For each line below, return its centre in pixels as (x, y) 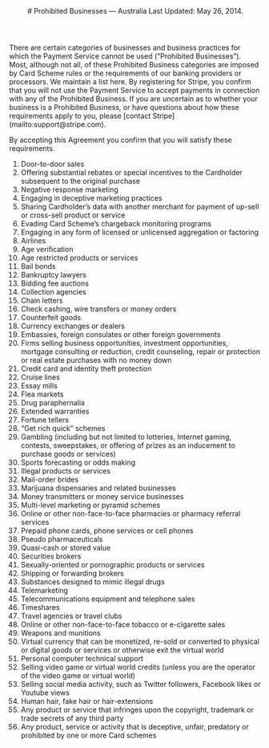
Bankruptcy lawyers (53, 275)
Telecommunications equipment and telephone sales (108, 599)
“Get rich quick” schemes (63, 428)
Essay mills (39, 386)
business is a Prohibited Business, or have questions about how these (124, 107)
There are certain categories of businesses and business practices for (125, 47)
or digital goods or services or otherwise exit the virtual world (122, 650)
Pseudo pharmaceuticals (62, 539)
